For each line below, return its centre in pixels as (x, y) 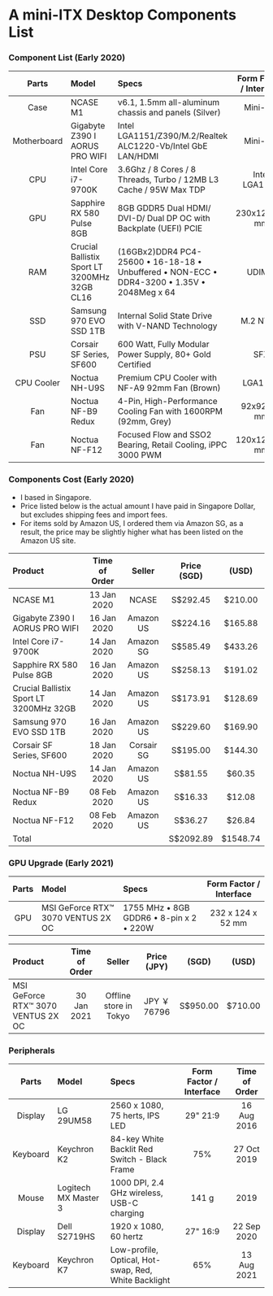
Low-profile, (134, 1250)
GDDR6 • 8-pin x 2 (160, 918)
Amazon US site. (48, 540)
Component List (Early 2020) (67, 58)
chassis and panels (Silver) (169, 113)
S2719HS (76, 1237)
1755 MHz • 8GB (156, 908)
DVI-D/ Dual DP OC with (164, 219)
